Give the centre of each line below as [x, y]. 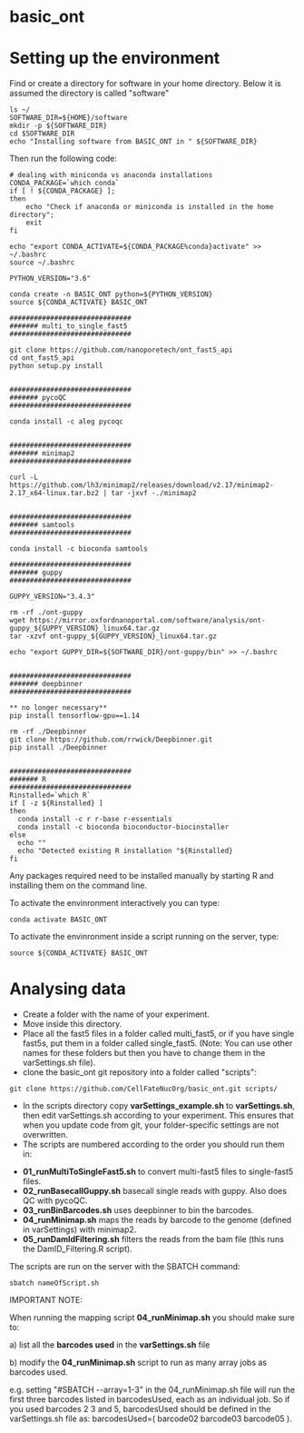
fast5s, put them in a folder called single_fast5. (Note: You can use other [157, 1043]
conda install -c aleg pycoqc [67, 422]
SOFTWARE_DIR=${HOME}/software [69, 118]
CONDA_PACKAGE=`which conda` [64, 184]
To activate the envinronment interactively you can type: [115, 903]
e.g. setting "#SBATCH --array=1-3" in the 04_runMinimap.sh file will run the [152, 1390]
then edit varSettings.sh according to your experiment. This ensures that [158, 1116]
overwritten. [45, 1135]
